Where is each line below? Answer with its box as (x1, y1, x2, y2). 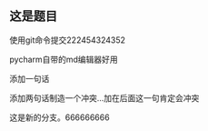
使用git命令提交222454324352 (9, 35, 125, 45)
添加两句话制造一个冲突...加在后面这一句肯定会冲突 (9, 92, 200, 103)
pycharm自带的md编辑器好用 (9, 54, 118, 65)
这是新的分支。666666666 (9, 112, 111, 123)
